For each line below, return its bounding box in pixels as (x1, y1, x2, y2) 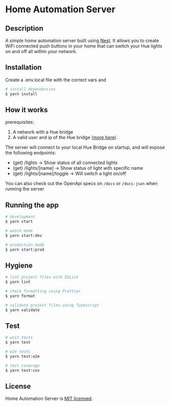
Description (5, 24, 43, 33)
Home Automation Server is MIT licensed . (5, 395, 93, 402)
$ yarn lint (5, 280, 31, 285)
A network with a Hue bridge (12, 129, 74, 135)
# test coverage (5, 363, 40, 368)
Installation (5, 63, 42, 72)
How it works (5, 105, 48, 114)
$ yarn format (5, 293, 36, 299)
